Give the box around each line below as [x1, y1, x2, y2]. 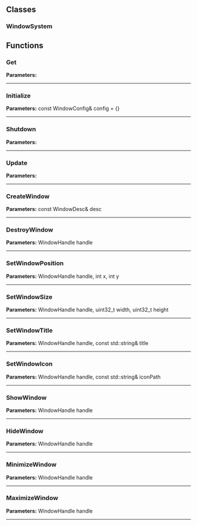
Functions [6, 41, 44, 51]
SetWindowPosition [6, 259, 64, 267]
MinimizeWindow [6, 461, 57, 469]
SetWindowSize [6, 293, 53, 301]
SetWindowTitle [6, 326, 53, 334]
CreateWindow [6, 192, 50, 200]
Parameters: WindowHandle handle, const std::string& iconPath [6, 373, 161, 380]
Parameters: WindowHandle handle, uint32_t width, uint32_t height [6, 306, 169, 313]
